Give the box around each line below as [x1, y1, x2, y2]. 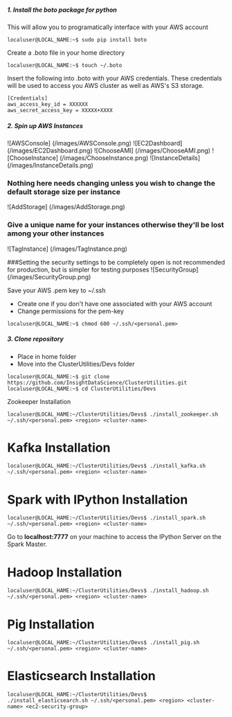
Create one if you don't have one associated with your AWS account [17, 299, 213, 308]
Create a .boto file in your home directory [7, 48, 125, 57]
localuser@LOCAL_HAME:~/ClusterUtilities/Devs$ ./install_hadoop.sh [7, 587, 209, 594]
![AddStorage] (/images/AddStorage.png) [7, 203, 126, 211]
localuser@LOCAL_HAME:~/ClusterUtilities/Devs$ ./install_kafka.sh [7, 463, 206, 470]
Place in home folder [17, 352, 77, 360]
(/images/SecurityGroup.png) [7, 272, 91, 281]
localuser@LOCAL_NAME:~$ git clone [7, 373, 110, 380]
